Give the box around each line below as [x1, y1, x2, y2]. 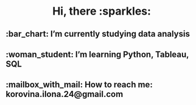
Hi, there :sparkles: [52, 4, 152, 18]
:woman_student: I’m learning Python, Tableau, [5, 49, 189, 59]
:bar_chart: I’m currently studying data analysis [5, 29, 190, 39]
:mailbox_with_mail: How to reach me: [5, 79, 153, 90]
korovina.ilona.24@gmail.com [5, 89, 124, 100]
